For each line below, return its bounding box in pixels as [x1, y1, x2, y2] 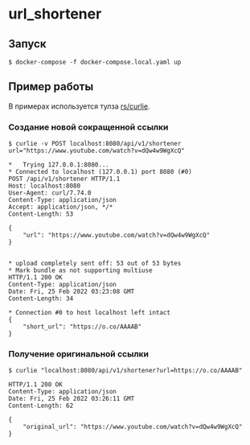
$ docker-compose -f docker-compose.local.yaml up [8, 58, 182, 66]
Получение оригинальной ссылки [8, 348, 149, 360]
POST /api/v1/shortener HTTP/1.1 [8, 175, 121, 183]
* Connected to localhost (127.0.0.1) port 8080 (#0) [8, 168, 193, 176]
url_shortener [8, 5, 102, 23]
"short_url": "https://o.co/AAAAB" [23, 323, 142, 331]
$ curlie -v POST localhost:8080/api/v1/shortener [8, 140, 182, 148]
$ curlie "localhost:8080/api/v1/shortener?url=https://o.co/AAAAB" [8, 367, 243, 375]
